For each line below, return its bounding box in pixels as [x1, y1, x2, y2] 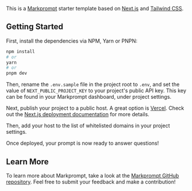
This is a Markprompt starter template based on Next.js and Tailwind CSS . [6, 5, 184, 12]
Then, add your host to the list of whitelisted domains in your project [6, 122, 170, 129]
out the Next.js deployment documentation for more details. [6, 111, 150, 118]
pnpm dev [6, 70, 27, 77]
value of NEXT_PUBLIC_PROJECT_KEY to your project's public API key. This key [6, 87, 187, 94]
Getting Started [6, 22, 64, 32]
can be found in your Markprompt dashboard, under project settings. [6, 93, 172, 100]
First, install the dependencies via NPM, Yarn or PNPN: [6, 37, 138, 44]
